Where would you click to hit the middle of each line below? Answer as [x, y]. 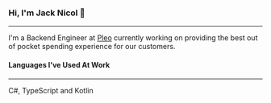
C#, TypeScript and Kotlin [51, 90]
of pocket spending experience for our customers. [92, 47]
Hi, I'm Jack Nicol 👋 [47, 13]
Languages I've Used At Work [59, 64]
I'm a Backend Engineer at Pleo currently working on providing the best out [133, 38]
